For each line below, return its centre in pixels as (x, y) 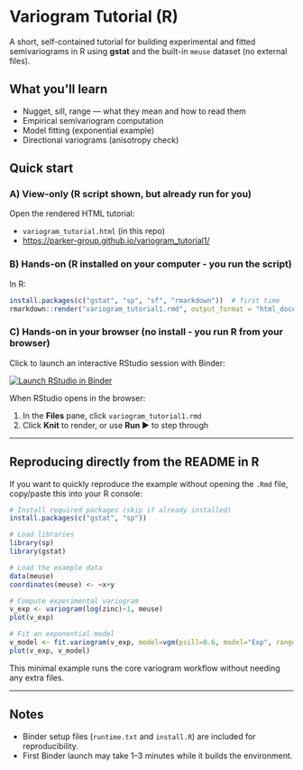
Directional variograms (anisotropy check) (101, 140)
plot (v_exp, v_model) (50, 651)
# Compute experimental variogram (74, 601)
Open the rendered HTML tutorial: (72, 213)
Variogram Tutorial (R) (94, 17)
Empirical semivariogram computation (93, 120)
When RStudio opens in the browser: (78, 398)
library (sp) (32, 543)
